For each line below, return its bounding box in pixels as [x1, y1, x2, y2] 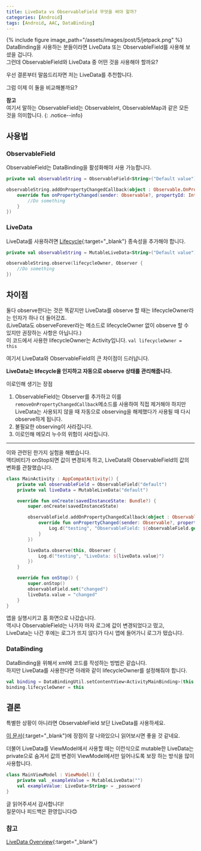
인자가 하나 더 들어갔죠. [12, 314, 67, 321]
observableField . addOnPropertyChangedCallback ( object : [28, 514, 170, 520]
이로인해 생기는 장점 [6, 380, 53, 387]
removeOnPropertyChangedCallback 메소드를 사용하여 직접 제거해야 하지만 [14, 400, 187, 407]
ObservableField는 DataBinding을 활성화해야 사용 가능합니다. [6, 164, 152, 171]
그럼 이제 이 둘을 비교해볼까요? [6, 84, 78, 91]
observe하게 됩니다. [14, 415, 63, 422]
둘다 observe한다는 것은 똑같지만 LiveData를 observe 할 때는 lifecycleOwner [6, 307, 190, 314]
